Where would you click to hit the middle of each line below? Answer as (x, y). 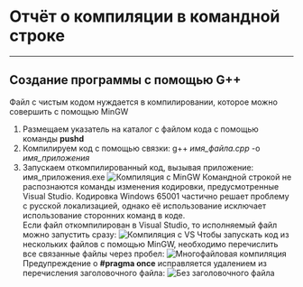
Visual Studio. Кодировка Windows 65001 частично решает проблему (156, 196)
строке (37, 36)
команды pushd (53, 138)
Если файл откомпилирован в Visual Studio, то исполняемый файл (150, 225)
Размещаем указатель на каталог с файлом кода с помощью (140, 129)
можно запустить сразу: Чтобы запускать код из (156, 234)
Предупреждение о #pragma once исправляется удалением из (145, 263)
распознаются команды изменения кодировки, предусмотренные (151, 186)
